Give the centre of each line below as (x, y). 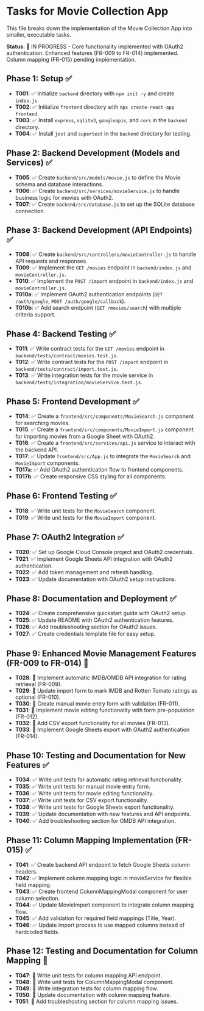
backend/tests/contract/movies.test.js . (66, 356)
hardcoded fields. (37, 932)
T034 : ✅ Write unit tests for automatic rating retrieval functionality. (99, 779)
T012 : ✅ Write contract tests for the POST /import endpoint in (92, 362)
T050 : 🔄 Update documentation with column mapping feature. (93, 995)
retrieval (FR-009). (38, 684)
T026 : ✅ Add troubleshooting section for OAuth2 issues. (86, 627)
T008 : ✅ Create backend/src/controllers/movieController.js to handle (106, 254)
